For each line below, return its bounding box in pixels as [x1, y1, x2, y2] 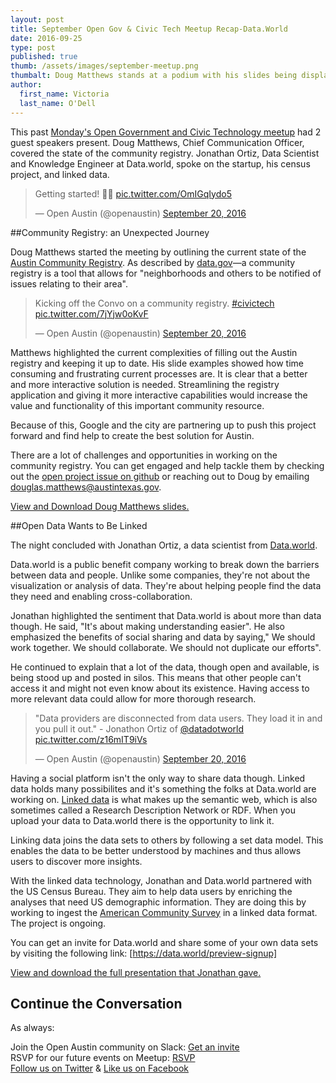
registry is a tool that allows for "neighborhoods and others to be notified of [10, 267, 322, 279]
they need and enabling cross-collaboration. [10, 590, 193, 602]
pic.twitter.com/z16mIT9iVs [34, 733, 148, 745]
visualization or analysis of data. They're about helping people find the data [10, 579, 322, 591]
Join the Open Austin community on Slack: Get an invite [10, 1041, 240, 1053]
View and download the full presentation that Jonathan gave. [10, 966, 262, 978]
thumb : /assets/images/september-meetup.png [10, 61, 199, 71]
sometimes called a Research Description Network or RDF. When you [10, 804, 296, 816]
